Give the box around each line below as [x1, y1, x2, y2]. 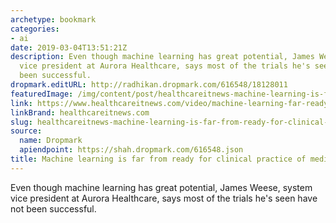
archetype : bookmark [10, 14, 97, 25]
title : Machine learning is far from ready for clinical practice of [10, 154, 307, 164]
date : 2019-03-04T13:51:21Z [10, 42, 128, 53]
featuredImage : [10, 89, 74, 99]
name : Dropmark [19, 136, 83, 146]
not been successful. [10, 202, 97, 215]
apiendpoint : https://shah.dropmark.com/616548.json [19, 145, 244, 155]
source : [10, 126, 43, 136]
